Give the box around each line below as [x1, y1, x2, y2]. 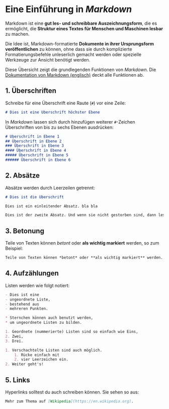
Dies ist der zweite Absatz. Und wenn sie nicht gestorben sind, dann [5, 213, 156, 218]
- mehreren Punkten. [5, 306, 49, 311]
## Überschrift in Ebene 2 [5, 139, 62, 144]
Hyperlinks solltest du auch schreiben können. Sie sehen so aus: [5, 389, 139, 395]
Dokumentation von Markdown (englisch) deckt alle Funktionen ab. [5, 72, 144, 78]
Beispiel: [5, 246, 23, 252]
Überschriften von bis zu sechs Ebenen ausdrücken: [5, 124, 114, 130]
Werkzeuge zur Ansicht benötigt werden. [5, 56, 91, 63]
